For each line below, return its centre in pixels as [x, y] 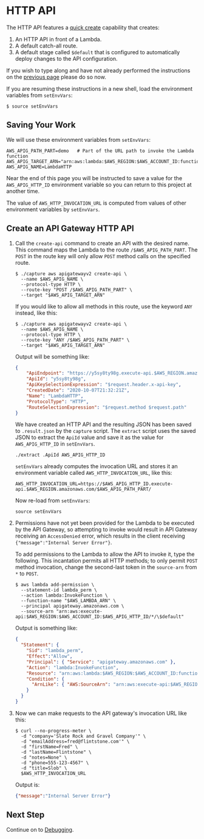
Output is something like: [46, 628]
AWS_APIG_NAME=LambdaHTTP [39, 167]
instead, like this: [36, 313]
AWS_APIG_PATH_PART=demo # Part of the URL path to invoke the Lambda [100, 151]
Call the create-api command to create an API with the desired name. [102, 243]
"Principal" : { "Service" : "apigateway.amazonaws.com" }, [101, 662]
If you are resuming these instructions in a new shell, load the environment [100, 88]
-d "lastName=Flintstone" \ [56, 752]
